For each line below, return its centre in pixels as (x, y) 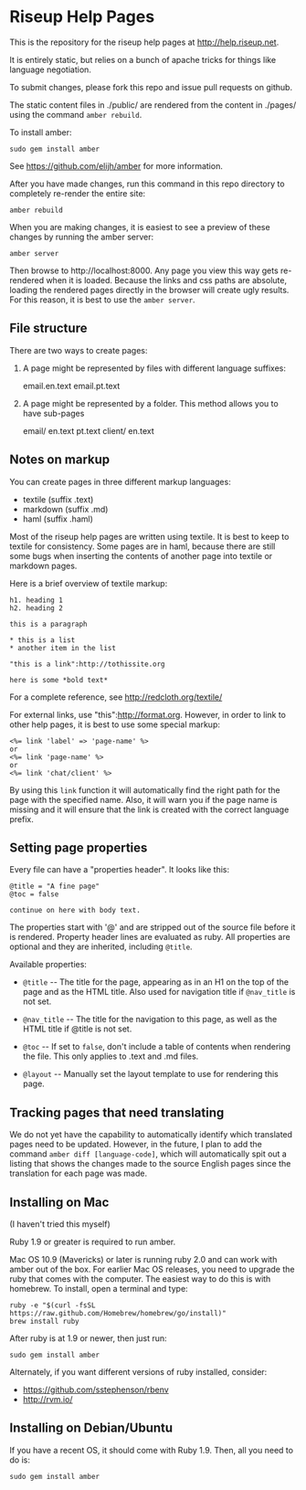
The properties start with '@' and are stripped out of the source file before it (153, 927)
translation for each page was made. (79, 1173)
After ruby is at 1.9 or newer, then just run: (88, 1338)
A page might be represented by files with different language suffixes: (154, 368)
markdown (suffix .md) (65, 509)
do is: (20, 1460)
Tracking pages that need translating (117, 1112)
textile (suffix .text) (58, 499)
